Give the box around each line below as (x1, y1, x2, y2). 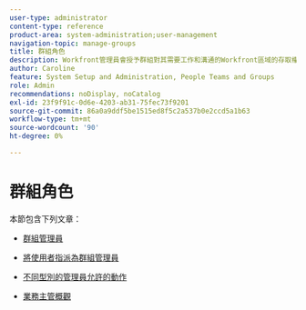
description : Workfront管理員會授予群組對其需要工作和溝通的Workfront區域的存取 (9, 55, 292, 65)
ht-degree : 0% (9, 132, 64, 141)
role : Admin (9, 81, 55, 90)
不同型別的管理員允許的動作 (22, 271, 127, 282)
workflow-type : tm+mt (9, 115, 92, 124)
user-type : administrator (9, 13, 107, 23)
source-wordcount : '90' (9, 124, 100, 133)
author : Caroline (9, 65, 76, 74)
